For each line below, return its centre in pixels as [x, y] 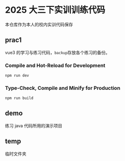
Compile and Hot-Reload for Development [55, 65]
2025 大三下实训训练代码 [55, 10]
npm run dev [17, 76]
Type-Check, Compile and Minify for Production [63, 88]
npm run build [19, 98]
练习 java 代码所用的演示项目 [34, 125]
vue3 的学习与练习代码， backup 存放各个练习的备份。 [57, 52]
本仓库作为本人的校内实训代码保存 [39, 24]
